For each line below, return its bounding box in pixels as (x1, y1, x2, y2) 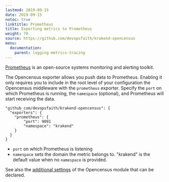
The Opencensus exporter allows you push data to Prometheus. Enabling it (5, 74, 162, 80)
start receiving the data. (5, 95, 55, 102)
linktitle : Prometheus (5, 21, 53, 27)
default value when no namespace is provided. (12, 157, 107, 163)
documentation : (10, 45, 42, 50)
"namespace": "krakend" (23, 123, 74, 128)
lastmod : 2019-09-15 (5, 7, 49, 13)
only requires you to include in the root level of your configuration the (5, 80, 151, 86)
